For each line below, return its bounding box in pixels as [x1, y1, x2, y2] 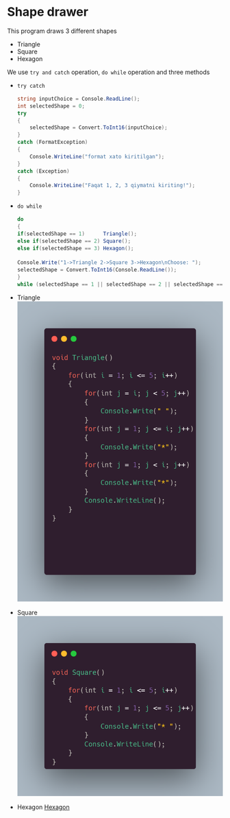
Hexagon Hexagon [16, 803, 70, 811]
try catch [16, 82, 46, 89]
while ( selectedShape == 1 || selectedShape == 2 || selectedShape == [16, 281, 223, 288]
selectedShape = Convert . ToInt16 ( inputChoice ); [29, 124, 168, 131]
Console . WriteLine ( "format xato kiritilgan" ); [29, 153, 165, 160]
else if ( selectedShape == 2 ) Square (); [16, 237, 131, 244]
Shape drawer [7, 4, 89, 20]
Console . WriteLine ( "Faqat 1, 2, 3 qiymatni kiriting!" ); [29, 182, 196, 189]
